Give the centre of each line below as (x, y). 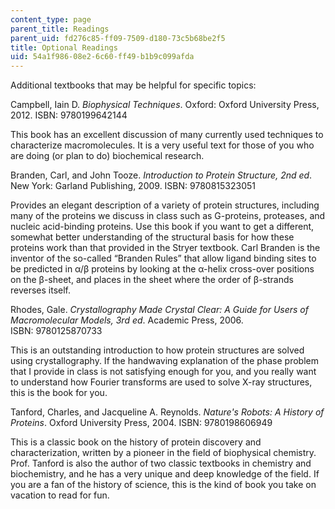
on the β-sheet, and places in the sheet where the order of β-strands (152, 280)
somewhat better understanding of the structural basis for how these (152, 237)
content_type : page (51, 19)
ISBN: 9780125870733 (56, 331)
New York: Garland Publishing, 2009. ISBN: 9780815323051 (133, 186)
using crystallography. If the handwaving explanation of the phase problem (164, 361)
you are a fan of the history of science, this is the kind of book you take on (163, 485)
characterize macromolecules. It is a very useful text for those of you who (162, 145)
